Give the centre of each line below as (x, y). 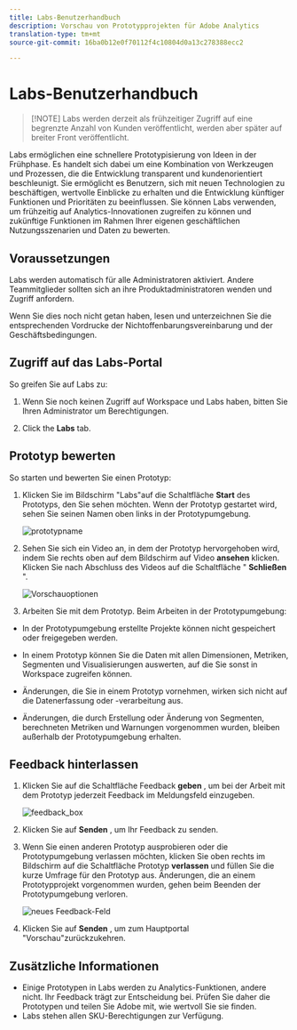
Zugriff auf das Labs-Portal (86, 362)
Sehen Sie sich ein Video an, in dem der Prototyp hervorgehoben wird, (151, 548)
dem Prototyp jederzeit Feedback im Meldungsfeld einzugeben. (138, 795)
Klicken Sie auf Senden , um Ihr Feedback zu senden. (120, 830)
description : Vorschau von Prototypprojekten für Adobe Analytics (134, 26)
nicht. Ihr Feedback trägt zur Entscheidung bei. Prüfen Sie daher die (146, 997)
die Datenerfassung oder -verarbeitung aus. (102, 700)
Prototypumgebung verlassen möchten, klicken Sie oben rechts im (144, 857)
